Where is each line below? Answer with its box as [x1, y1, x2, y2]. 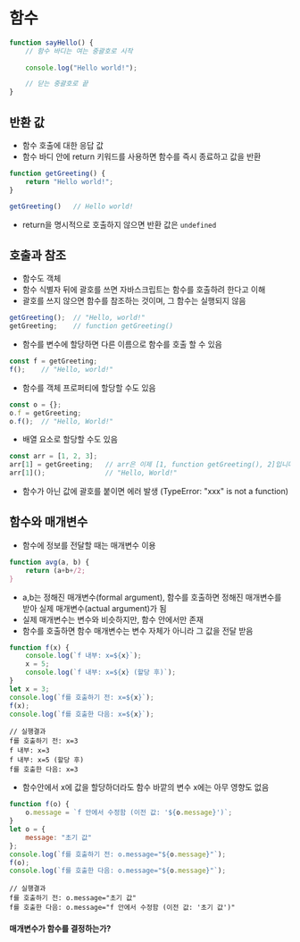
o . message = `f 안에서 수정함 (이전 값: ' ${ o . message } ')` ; [25, 808, 233, 818]
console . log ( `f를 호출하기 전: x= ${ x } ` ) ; [9, 693, 154, 702]
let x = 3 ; [9, 685, 50, 694]
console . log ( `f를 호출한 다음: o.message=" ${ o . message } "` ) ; [9, 866, 226, 876]
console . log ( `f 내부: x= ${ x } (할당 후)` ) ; [25, 668, 177, 677]
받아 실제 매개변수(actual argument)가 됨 [21, 602, 167, 613]
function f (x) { [9, 643, 70, 652]
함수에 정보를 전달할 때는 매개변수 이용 [21, 540, 156, 551]
